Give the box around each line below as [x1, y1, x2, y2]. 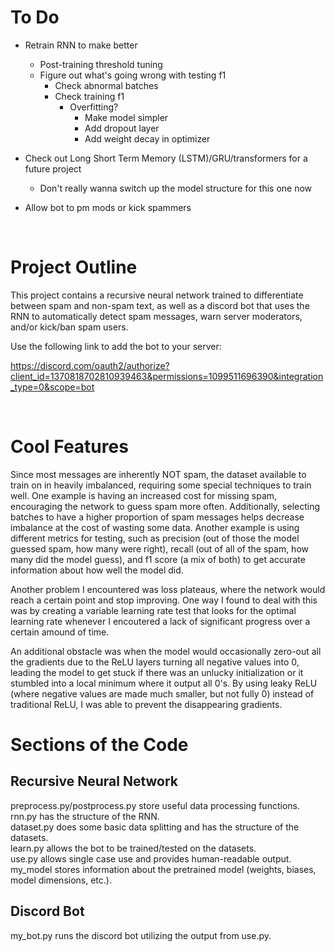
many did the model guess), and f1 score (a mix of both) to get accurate [10, 553, 306, 565]
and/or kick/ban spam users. [10, 321, 129, 333]
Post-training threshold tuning [39, 58, 163, 70]
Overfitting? [69, 101, 119, 113]
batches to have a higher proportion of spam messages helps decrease [10, 511, 305, 523]
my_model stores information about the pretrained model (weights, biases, [10, 863, 317, 875]
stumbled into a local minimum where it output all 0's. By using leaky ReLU [10, 677, 318, 689]
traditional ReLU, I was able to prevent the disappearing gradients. [10, 698, 283, 710]
